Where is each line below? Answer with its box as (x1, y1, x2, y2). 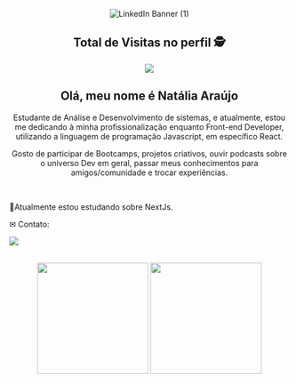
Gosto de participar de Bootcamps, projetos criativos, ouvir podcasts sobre (12, 148, 287, 159)
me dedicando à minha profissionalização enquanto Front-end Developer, (14, 121, 284, 132)
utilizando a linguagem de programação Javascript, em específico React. (15, 131, 284, 141)
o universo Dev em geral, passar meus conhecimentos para (40, 157, 259, 168)
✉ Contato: (9, 219, 50, 229)
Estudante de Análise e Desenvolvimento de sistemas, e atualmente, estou (12, 112, 286, 123)
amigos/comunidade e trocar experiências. (70, 167, 228, 178)
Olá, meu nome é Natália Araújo (60, 89, 238, 104)
